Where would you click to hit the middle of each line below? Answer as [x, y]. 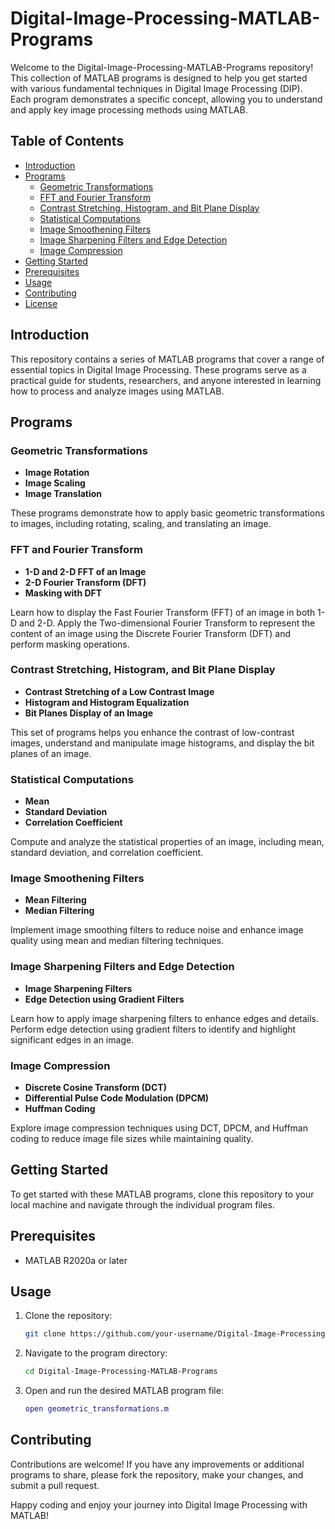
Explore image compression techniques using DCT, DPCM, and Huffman [159, 1128]
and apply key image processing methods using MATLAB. [129, 109]
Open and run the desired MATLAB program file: [124, 1391]
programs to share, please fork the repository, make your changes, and [157, 1474]
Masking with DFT [63, 593]
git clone [45, 1334]
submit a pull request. [55, 1485]
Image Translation [63, 494]
